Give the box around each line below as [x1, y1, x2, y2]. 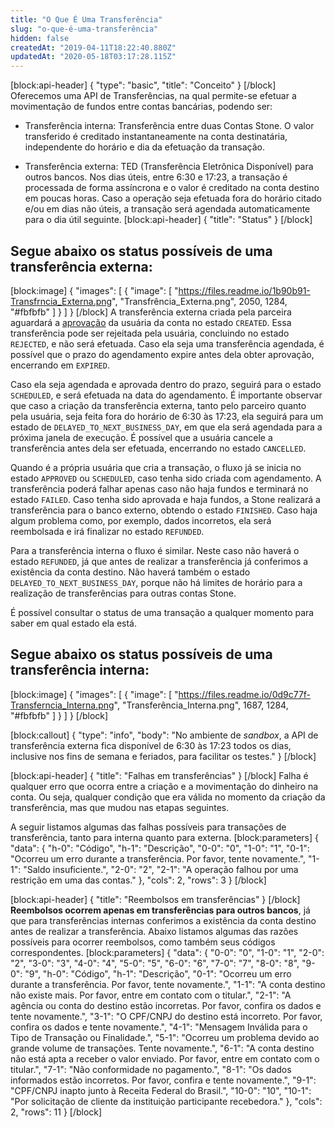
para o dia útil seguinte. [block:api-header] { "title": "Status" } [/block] [24, 214, 313, 226]
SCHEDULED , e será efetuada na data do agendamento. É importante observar [10, 389, 323, 401]
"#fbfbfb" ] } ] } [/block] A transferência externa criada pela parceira [10, 306, 292, 318]
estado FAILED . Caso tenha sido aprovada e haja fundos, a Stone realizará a [10, 493, 321, 505]
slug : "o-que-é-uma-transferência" [10, 24, 159, 34]
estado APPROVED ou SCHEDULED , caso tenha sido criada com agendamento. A [10, 472, 322, 484]
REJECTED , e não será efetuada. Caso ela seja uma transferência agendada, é [10, 337, 325, 350]
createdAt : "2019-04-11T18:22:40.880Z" [10, 42, 177, 53]
